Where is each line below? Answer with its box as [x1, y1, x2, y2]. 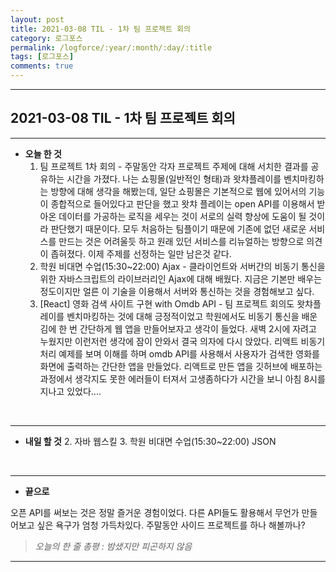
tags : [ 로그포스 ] [10, 52, 75, 62]
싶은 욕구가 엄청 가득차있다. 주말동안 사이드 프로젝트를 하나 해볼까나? [36, 519, 306, 531]
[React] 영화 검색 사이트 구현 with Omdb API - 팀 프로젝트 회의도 [39, 297, 295, 310]
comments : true [10, 61, 74, 71]
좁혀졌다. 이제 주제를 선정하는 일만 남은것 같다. [50, 247, 232, 260]
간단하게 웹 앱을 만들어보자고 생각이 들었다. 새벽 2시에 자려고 [79, 322, 317, 335]
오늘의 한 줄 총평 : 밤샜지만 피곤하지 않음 [34, 540, 193, 552]
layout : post [10, 14, 65, 25]
